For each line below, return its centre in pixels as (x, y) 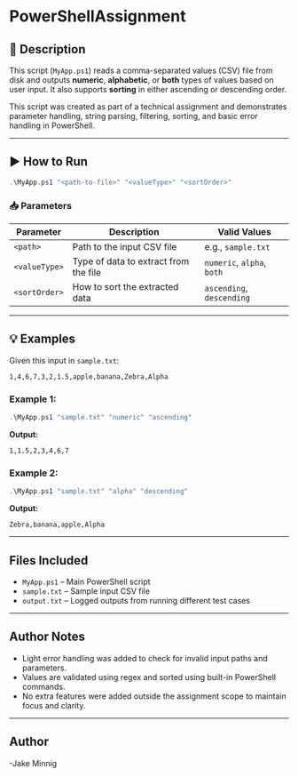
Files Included (49, 561)
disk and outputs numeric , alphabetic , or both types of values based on (141, 80)
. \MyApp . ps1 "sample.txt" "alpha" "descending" (99, 492)
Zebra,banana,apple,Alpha (57, 525)
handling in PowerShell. (52, 125)
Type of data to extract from (131, 261)
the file (87, 272)
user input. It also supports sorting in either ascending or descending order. (148, 89)
